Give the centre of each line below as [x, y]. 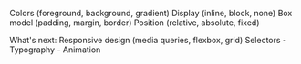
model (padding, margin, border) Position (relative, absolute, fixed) [135, 23]
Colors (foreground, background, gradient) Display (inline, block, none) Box [151, 13]
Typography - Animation [55, 50]
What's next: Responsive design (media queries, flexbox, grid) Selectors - [148, 40]
